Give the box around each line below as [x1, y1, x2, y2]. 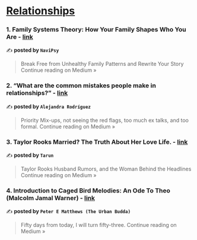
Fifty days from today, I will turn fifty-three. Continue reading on [20, 222, 177, 229]
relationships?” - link [6, 89, 68, 97]
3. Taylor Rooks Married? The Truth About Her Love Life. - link [6, 138, 188, 146]
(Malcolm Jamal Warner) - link [6, 194, 96, 202]
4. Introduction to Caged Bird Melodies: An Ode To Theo [6, 187, 171, 194]
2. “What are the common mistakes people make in [6, 81, 156, 90]
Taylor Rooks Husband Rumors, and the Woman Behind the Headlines [20, 165, 192, 173]
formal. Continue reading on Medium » [20, 123, 116, 130]
